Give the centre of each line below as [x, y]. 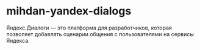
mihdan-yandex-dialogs [69, 11]
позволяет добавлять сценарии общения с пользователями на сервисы [100, 34]
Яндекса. [18, 40]
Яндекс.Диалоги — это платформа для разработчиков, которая [89, 28]
